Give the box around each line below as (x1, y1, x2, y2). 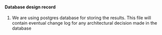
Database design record (4, 4, 56, 10)
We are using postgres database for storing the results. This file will (11, 15, 151, 21)
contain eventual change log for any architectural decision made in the (11, 20, 157, 26)
